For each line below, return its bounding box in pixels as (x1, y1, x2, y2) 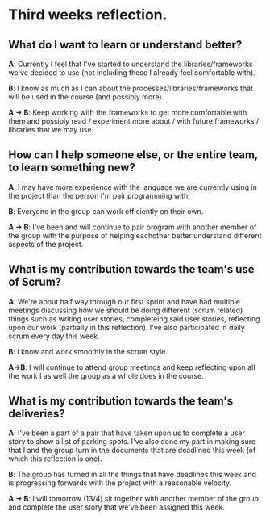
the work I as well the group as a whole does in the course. (8, 371, 204, 380)
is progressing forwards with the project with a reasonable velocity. (8, 478, 232, 488)
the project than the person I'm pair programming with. (8, 191, 191, 200)
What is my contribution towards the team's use (8, 262, 255, 276)
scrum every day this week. (8, 331, 100, 341)
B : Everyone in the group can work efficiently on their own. (8, 206, 204, 216)
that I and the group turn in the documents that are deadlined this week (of (8, 446, 256, 455)
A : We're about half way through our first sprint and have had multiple (8, 296, 240, 306)
